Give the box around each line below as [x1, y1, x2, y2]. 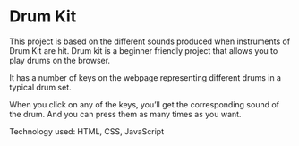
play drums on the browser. [9, 55, 110, 65]
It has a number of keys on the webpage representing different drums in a [9, 72, 282, 82]
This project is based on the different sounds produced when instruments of [9, 36, 291, 47]
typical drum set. [9, 82, 72, 92]
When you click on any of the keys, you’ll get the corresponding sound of [9, 99, 280, 109]
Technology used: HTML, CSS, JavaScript [9, 125, 164, 136]
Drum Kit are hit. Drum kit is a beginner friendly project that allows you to [9, 45, 278, 56]
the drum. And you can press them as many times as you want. [9, 108, 242, 119]
